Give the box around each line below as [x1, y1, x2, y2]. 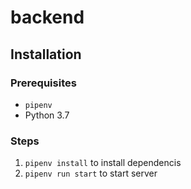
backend [10, 6, 85, 29]
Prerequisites [10, 76, 77, 90]
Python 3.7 [24, 109, 70, 121]
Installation [10, 46, 82, 63]
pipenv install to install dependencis [24, 157, 182, 169]
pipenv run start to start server [24, 167, 158, 180]
